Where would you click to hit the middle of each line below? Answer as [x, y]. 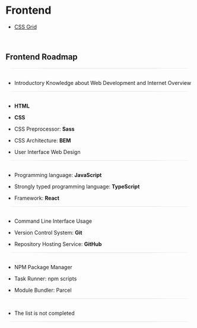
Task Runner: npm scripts [45, 278]
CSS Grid [25, 27]
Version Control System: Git [48, 232]
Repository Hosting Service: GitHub [58, 244]
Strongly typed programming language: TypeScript [77, 186]
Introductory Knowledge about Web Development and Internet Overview [102, 83]
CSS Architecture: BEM [42, 140]
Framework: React [37, 198]
